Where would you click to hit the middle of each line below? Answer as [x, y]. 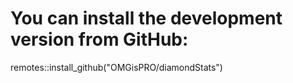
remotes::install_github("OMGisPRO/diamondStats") [116, 67]
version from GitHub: [99, 39]
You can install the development [146, 18]
